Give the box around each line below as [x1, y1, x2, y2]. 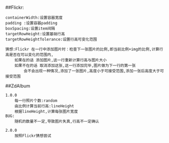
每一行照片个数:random [14, 98, 57, 103]
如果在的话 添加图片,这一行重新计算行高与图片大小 [14, 58, 107, 63]
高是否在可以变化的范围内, [5, 52, 54, 57]
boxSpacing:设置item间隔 [5, 26, 55, 31]
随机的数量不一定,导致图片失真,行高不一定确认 [14, 119, 99, 124]
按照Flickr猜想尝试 [14, 133, 51, 138]
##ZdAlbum [5, 83, 31, 89]
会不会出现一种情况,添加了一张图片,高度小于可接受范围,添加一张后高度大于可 [24, 68, 164, 74]
